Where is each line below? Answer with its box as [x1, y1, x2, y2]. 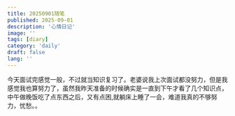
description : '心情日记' [7, 23, 76, 30]
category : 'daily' [7, 42, 61, 49]
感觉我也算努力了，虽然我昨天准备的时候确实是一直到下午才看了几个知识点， [7, 84, 228, 92]
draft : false [7, 49, 45, 56]
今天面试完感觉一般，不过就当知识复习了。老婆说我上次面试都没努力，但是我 [7, 75, 228, 83]
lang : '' [7, 56, 33, 63]
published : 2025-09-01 [7, 17, 73, 24]
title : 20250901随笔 [7, 10, 65, 17]
